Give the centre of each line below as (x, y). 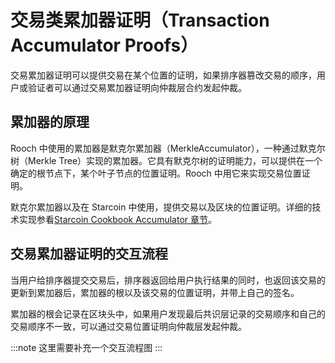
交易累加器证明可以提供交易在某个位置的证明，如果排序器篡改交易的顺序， (163, 75)
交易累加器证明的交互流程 (89, 254)
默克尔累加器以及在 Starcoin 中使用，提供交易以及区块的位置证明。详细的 (161, 207)
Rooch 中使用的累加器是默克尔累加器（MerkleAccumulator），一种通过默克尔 (168, 148)
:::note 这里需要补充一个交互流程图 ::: (86, 347)
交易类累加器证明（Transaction (140, 20)
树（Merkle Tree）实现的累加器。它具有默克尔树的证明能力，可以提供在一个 (166, 160)
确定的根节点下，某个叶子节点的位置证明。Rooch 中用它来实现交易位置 (156, 173)
